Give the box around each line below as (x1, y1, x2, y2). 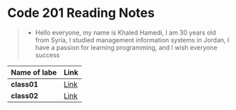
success (35, 51, 60, 59)
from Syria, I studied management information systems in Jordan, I (35, 35, 230, 44)
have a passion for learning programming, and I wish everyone (35, 43, 218, 51)
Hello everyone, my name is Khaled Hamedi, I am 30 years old (35, 28, 216, 37)
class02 (11, 90, 39, 100)
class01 (11, 79, 39, 89)
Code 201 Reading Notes (7, 5, 155, 21)
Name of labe (11, 67, 57, 77)
